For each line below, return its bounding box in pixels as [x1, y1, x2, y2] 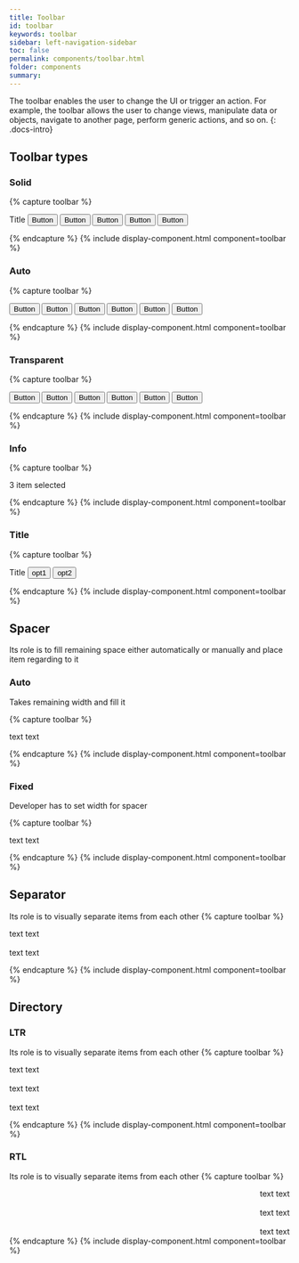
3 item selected [9, 480, 67, 491]
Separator [9, 887, 67, 902]
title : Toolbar [9, 12, 66, 22]
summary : [9, 71, 42, 80]
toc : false [9, 46, 50, 55]
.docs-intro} [9, 124, 53, 134]
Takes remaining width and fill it [9, 697, 126, 707]
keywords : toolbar [9, 29, 77, 38]
